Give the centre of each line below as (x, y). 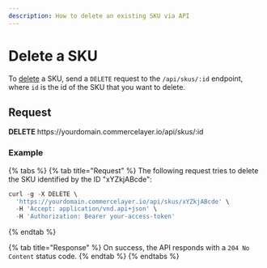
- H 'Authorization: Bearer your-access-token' (95, 217)
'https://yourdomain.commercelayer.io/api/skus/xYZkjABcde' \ (123, 202)
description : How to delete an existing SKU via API (99, 16)
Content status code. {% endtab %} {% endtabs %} (94, 257)
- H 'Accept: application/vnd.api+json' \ (87, 209)
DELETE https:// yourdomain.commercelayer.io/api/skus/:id (106, 132)
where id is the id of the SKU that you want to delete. (97, 87)
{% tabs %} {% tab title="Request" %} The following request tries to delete (133, 170)
